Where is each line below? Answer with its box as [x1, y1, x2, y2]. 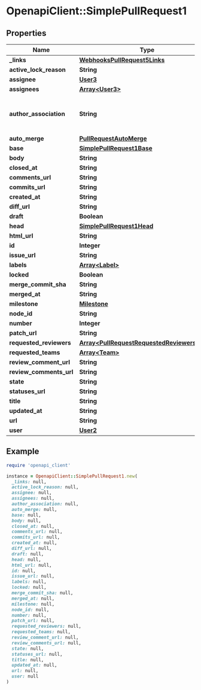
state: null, [11, 645, 44, 652]
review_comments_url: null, [11, 640, 82, 646]
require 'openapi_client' [6, 462, 71, 468]
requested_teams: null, [11, 629, 71, 635]
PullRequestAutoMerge [79, 135, 148, 142]
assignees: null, [11, 496, 55, 501]
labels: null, [11, 579, 47, 585]
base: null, [11, 512, 42, 518]
